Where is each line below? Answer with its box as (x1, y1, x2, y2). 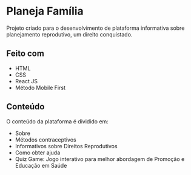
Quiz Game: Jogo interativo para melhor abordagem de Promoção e (15, 155, 185, 162)
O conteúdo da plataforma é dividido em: (6, 117, 109, 125)
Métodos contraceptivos (15, 136, 77, 143)
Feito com (6, 49, 44, 59)
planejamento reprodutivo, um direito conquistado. (6, 30, 133, 38)
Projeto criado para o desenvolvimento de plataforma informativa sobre (6, 24, 185, 32)
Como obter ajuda (15, 149, 61, 156)
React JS (15, 77, 38, 84)
